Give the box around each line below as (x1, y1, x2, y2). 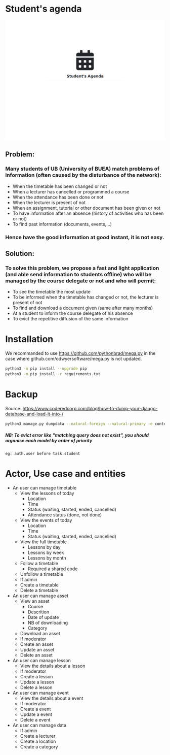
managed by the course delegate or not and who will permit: (5, 277, 156, 284)
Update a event (20, 711, 52, 717)
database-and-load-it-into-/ (5, 411, 64, 417)
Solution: (5, 249, 34, 258)
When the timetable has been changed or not (12, 183, 107, 189)
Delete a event (20, 716, 51, 723)
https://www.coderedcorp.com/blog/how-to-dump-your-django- (22, 405, 158, 411)
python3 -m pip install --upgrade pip (5, 366, 87, 371)
